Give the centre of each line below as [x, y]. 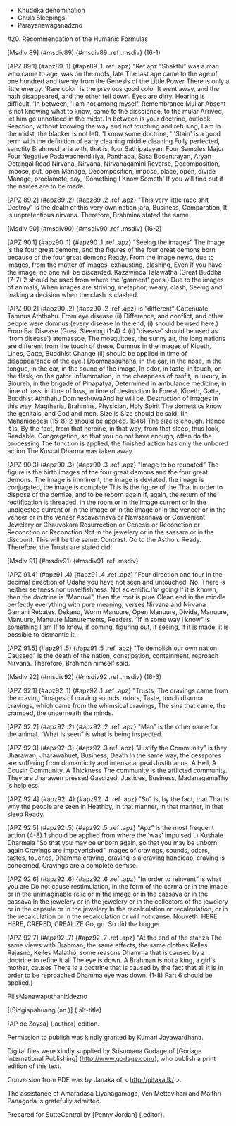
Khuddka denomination [51, 10]
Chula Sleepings [41, 18]
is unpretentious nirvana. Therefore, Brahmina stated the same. [99, 215]
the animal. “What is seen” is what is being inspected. [85, 734]
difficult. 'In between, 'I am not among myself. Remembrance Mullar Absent [117, 104]
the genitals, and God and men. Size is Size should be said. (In [98, 413]
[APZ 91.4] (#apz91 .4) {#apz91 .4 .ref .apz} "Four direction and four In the [115, 574]
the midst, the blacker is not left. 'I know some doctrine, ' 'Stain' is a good [114, 134]
